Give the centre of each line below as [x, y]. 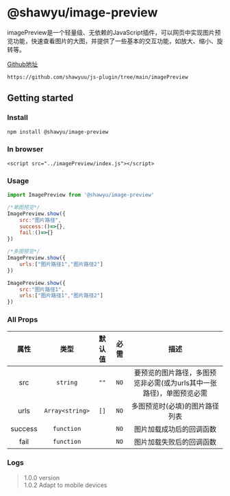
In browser [25, 149]
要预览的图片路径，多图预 [175, 373]
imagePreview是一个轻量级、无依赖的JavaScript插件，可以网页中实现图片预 [114, 32]
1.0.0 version [42, 478]
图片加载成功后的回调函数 [175, 429]
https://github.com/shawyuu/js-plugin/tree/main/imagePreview [98, 77]
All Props [23, 320]
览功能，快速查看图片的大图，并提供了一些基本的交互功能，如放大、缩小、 [112, 41]
